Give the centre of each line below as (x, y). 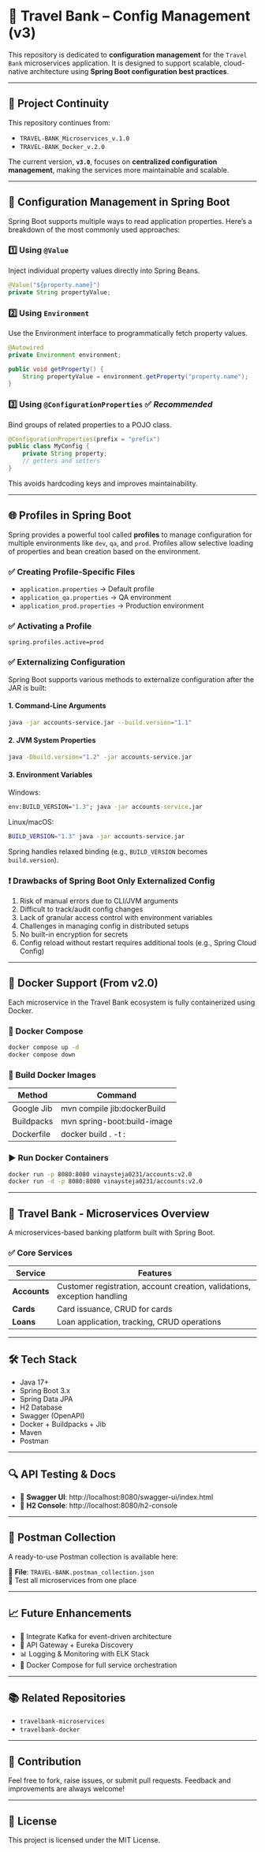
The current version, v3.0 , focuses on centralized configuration (113, 162)
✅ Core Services (40, 1253)
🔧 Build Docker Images (52, 1075)
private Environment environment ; (65, 355)
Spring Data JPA (46, 1399)
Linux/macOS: (31, 822)
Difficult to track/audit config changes (81, 909)
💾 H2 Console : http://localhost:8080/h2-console (98, 1505)
